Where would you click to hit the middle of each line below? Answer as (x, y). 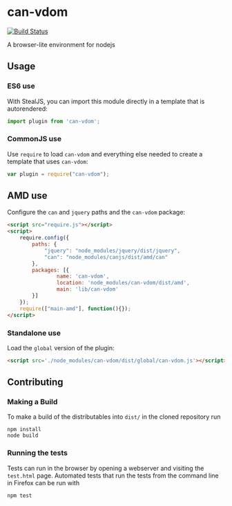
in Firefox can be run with (43, 482)
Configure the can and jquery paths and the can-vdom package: (96, 213)
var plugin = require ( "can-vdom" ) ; (58, 174)
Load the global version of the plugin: (61, 347)
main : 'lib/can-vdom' (87, 289)
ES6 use (21, 86)
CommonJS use (35, 139)
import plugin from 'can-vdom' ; (54, 121)
